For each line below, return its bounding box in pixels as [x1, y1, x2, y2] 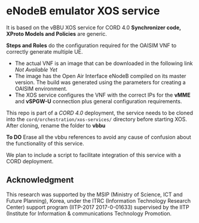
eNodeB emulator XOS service [6, 4, 160, 18]
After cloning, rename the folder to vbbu [6, 122, 106, 129]
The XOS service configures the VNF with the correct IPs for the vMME [14, 91, 191, 98]
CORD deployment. [6, 157, 54, 165]
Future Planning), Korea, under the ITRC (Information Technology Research [6, 197, 191, 204]
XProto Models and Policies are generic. [6, 30, 108, 37]
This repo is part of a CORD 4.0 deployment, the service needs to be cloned [6, 109, 193, 116]
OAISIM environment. [14, 85, 68, 92]
